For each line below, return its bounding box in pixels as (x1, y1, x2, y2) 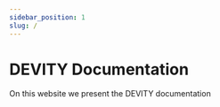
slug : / (9, 21, 38, 30)
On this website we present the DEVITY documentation (9, 88, 211, 99)
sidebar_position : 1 (9, 12, 86, 22)
